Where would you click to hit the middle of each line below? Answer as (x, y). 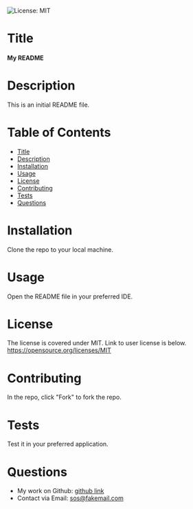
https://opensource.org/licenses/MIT (59, 350)
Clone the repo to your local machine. (60, 249)
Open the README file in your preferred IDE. (70, 296)
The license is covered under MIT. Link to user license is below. (97, 343)
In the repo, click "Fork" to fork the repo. (64, 397)
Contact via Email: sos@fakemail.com (70, 498)
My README (25, 58)
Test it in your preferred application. (58, 444)
